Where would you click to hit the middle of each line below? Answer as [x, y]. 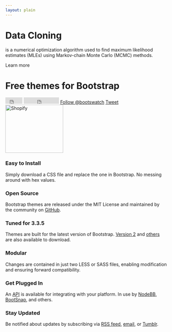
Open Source [22, 193]
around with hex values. [31, 180]
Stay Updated [23, 313]
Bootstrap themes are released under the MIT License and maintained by [83, 204]
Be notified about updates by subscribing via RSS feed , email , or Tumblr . [82, 324]
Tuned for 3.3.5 [25, 223]
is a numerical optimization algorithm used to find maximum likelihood [79, 50]
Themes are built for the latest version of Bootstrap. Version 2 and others [83, 235]
